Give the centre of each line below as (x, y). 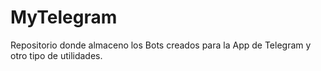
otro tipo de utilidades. (56, 55)
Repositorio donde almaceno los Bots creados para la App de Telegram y (161, 45)
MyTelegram (64, 17)
